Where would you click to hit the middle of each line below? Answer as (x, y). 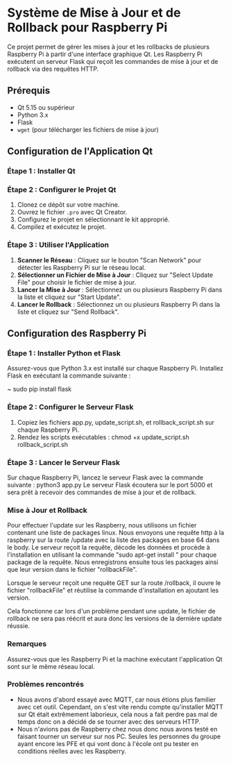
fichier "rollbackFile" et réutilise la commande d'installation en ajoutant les (113, 591)
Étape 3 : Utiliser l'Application (58, 245)
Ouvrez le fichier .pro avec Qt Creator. (72, 212)
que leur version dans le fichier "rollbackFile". (72, 570)
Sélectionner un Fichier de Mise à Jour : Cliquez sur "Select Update (115, 275)
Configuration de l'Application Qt (80, 152)
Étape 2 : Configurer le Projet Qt (62, 189)
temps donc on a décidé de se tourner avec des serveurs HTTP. (109, 721)
